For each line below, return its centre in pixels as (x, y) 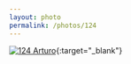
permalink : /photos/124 (53, 25)
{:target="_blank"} (89, 50)
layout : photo (35, 17)
